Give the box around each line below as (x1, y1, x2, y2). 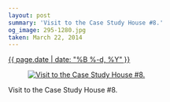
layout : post (8, 11, 51, 20)
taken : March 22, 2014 (8, 33, 83, 42)
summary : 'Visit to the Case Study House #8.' (8, 19, 164, 27)
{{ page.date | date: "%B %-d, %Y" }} (8, 55, 131, 64)
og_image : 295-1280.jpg (8, 26, 87, 34)
